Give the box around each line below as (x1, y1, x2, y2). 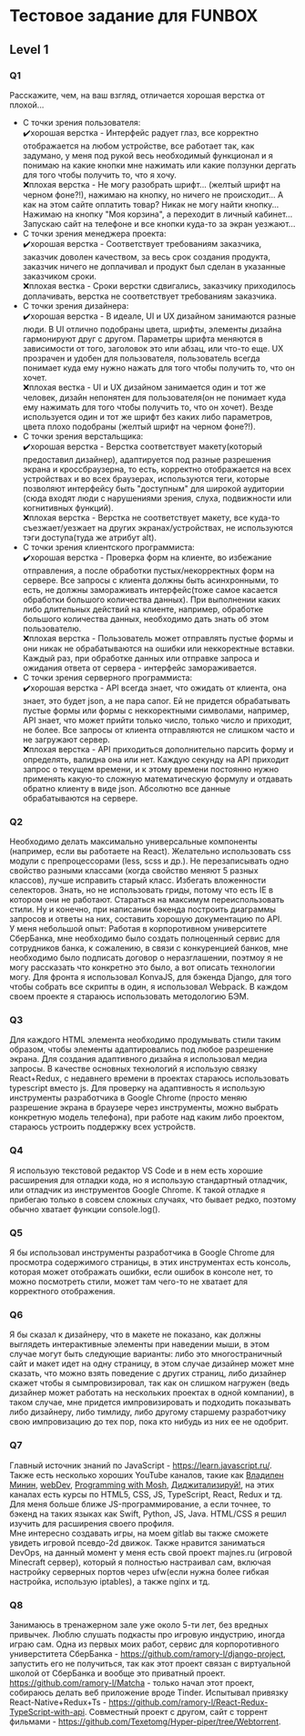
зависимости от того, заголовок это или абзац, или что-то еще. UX (22, 342, 284, 353)
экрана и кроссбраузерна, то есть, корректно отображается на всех (22, 464, 291, 475)
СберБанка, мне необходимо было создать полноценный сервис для (9, 933, 280, 944)
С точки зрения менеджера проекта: (22, 228, 167, 239)
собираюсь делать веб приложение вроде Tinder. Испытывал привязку (9, 1687, 289, 1698)
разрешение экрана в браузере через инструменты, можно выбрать (9, 1102, 280, 1113)
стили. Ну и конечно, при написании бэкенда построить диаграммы (9, 904, 276, 915)
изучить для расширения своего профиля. (9, 1517, 175, 1528)
